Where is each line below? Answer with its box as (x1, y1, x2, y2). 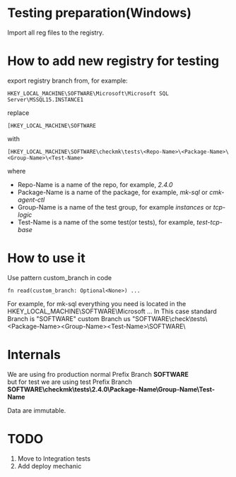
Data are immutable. (7, 406, 66, 414)
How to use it (7, 250, 86, 266)
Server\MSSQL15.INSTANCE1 (7, 96, 83, 103)
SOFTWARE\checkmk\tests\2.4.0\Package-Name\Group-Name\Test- (7, 385, 216, 393)
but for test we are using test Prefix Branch (7, 378, 133, 386)
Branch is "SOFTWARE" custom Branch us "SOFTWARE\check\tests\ (7, 314, 208, 322)
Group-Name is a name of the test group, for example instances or (17, 203, 212, 211)
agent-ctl (17, 195, 45, 204)
